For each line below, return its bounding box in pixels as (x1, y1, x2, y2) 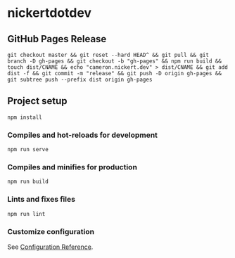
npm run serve (7, 146, 49, 153)
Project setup (7, 95, 68, 107)
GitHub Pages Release (7, 33, 107, 45)
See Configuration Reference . (7, 243, 94, 251)
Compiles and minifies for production (7, 162, 137, 172)
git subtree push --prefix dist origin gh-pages (7, 76, 153, 83)
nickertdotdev (7, 5, 92, 21)
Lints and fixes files (7, 195, 76, 205)
